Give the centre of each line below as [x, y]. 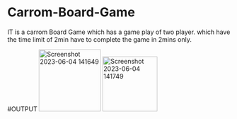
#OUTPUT [22, 109]
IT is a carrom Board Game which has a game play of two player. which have [119, 32]
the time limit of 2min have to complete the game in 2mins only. [100, 39]
